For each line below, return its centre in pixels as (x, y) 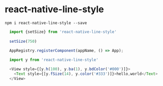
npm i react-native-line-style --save (46, 23)
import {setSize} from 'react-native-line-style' (63, 32)
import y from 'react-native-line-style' (54, 60)
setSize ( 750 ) (23, 41)
